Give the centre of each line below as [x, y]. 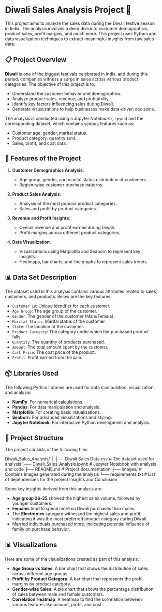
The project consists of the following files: [47, 449]
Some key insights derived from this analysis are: [54, 489]
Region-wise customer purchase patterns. [61, 185]
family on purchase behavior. [41, 529]
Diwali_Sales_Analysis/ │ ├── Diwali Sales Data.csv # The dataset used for [80, 459]
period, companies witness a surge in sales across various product [72, 79]
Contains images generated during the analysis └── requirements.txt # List [80, 474]
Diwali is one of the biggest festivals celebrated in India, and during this [76, 74]
